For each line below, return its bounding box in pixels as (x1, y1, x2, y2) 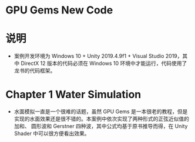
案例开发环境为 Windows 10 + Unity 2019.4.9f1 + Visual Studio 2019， (14, 53, 183, 60)
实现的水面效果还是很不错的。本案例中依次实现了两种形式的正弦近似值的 (14, 115, 189, 123)
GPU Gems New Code (5, 4, 113, 17)
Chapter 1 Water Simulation (5, 88, 142, 101)
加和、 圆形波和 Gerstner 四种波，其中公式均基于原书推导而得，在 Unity (14, 123, 188, 130)
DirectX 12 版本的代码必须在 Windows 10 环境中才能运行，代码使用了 (21, 60, 187, 67)
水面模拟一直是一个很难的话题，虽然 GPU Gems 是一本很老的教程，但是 (14, 108, 188, 115)
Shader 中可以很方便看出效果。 (14, 130, 90, 137)
